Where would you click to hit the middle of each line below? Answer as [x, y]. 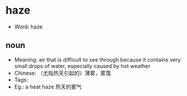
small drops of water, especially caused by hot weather [82, 66]
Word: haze [28, 27]
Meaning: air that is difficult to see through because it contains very [97, 59]
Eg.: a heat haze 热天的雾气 [48, 87]
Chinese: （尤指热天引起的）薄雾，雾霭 [62, 73]
